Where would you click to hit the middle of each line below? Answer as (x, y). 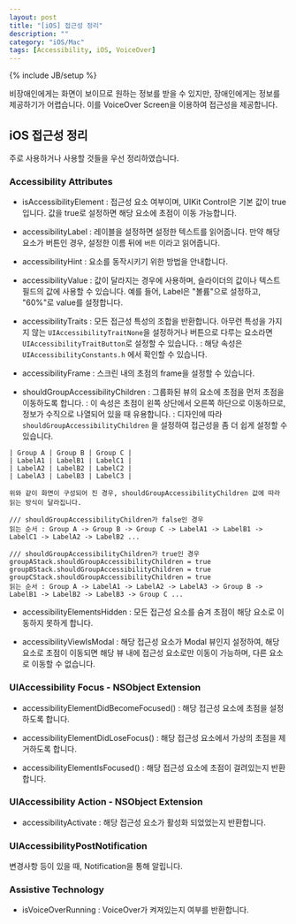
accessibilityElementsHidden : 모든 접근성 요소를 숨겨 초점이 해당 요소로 (148, 612)
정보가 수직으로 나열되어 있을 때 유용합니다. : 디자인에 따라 (122, 414)
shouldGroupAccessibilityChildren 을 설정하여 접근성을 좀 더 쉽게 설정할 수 (155, 425)
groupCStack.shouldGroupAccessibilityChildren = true (110, 577)
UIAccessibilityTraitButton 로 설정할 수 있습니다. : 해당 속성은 (132, 344)
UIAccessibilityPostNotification (78, 845)
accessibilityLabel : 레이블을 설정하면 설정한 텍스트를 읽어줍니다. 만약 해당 (151, 232)
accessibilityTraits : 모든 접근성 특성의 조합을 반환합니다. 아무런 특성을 (144, 321)
